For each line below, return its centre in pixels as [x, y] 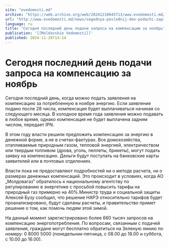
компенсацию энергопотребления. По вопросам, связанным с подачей [83, 223]
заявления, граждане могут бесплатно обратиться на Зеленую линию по [84, 228]
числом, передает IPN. [30, 125]
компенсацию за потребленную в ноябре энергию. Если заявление [78, 103]
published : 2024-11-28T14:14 [36, 38]
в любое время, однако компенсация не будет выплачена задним [76, 119]
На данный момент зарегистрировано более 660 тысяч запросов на [79, 218]
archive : [14, 15]
